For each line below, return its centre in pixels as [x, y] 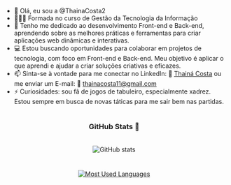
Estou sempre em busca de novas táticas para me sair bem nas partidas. [119, 102]
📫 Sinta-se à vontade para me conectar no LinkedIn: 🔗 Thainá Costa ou [118, 74]
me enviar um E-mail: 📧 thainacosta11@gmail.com [85, 83]
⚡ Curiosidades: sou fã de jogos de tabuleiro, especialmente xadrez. [112, 91]
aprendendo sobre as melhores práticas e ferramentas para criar [107, 33]
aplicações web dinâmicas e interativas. [71, 40]
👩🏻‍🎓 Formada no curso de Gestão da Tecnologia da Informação [106, 18]
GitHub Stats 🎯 [114, 127]
